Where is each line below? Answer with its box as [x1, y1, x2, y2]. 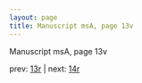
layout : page [9, 12, 58, 22]
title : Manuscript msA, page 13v [9, 21, 134, 30]
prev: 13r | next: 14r [9, 63, 80, 74]
